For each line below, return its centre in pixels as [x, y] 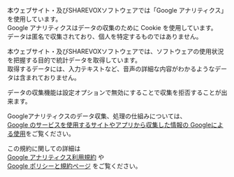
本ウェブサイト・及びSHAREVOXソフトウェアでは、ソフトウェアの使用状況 [116, 51]
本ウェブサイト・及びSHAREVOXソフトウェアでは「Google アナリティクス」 [117, 10]
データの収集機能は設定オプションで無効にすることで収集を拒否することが [114, 92]
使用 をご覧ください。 [44, 134]
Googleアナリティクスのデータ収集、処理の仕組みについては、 [97, 116]
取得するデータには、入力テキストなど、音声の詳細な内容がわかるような [111, 69]
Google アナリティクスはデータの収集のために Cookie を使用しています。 [112, 28]
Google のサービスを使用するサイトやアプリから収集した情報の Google [109, 125]
